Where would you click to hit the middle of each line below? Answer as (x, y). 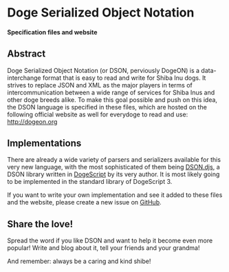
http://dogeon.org (32, 121)
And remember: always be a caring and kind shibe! (79, 261)
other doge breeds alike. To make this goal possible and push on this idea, (112, 100)
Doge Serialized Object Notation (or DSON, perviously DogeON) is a (103, 70)
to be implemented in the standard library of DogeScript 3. (90, 182)
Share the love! (40, 224)
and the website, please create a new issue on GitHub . (84, 202)
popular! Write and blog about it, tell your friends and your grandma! (103, 248)
